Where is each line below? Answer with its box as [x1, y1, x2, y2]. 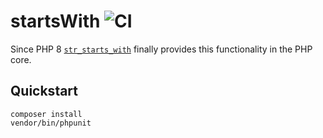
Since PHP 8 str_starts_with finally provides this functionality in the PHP [10, 43, 313, 55]
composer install [10, 109, 83, 119]
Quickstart [10, 83, 79, 100]
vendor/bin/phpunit [10, 118, 92, 128]
